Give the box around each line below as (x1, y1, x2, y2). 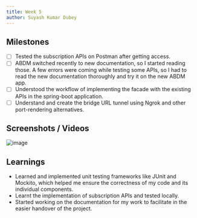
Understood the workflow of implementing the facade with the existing (15, 86, 192, 93)
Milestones (6, 37, 50, 47)
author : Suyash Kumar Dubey (6, 14, 77, 21)
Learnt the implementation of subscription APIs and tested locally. (15, 192, 179, 199)
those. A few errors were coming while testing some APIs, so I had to (15, 66, 187, 74)
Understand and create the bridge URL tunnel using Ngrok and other (15, 99, 186, 106)
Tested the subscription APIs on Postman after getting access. (15, 53, 171, 60)
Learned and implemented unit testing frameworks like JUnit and (15, 173, 176, 180)
